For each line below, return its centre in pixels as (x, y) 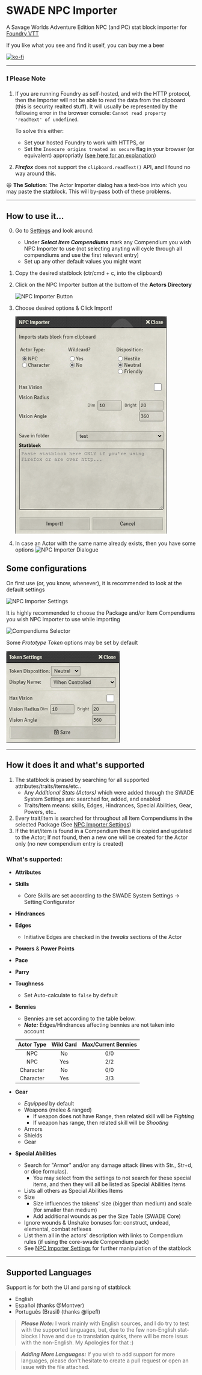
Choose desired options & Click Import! (63, 308)
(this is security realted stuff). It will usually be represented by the (96, 106)
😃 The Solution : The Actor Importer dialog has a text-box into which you (97, 185)
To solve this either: (39, 131)
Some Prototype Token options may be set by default (72, 642)
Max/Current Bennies (109, 1045)
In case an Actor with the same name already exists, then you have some (105, 543)
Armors (33, 1129)
